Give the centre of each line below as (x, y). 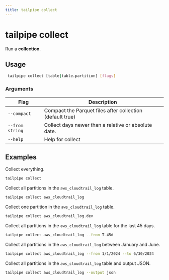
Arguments (19, 89)
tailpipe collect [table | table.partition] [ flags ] (61, 76)
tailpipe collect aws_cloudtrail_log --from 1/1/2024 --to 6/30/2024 (80, 254)
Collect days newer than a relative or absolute (98, 125)
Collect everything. (25, 169)
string (16, 130)
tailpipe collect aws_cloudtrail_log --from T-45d (59, 235)
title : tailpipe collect (31, 10)
